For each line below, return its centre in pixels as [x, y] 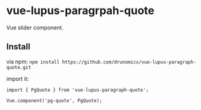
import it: [18, 79]
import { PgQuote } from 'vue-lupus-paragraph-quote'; [78, 90]
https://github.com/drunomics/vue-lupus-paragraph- [129, 62]
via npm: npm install [33, 61]
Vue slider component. [35, 28]
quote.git [19, 67]
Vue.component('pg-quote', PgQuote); [54, 101]
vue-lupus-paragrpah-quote [80, 11]
